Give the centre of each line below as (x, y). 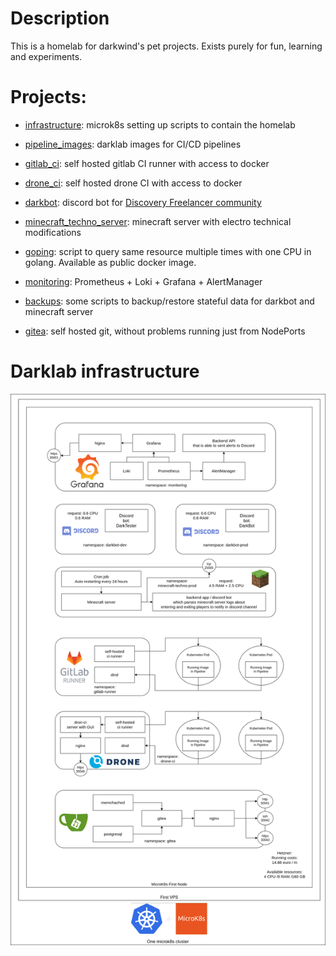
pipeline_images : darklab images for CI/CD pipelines (133, 144)
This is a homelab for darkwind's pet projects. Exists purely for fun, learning (166, 46)
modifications (53, 232)
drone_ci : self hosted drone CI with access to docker (133, 183)
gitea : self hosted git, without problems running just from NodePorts (165, 331)
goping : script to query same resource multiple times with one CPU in (168, 251)
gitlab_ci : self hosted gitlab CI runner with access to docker (147, 163)
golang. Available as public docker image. (110, 262)
